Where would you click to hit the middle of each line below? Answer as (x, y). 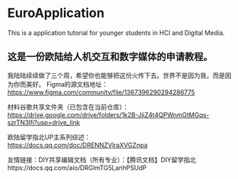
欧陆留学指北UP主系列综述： (49, 137)
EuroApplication (56, 13)
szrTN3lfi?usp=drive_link (44, 122)
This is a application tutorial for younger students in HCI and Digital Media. (116, 33)
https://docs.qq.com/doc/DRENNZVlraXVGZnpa (77, 145)
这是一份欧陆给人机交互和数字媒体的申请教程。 (110, 57)
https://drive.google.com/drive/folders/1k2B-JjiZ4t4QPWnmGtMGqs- (108, 114)
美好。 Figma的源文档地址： (67, 84)
